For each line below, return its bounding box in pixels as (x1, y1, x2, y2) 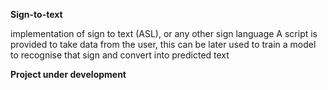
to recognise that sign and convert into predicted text (10, 49, 230, 61)
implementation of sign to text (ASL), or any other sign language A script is (10, 28, 318, 39)
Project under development (10, 69, 127, 80)
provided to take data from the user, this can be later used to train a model (10, 39, 317, 50)
